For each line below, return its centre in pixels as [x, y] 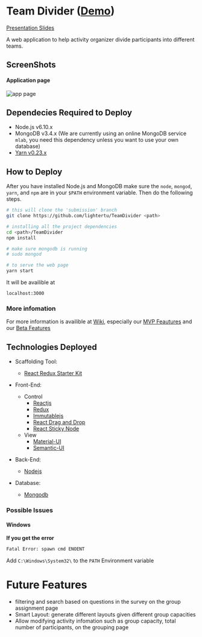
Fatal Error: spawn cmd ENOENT [46, 549]
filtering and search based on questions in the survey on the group [98, 602]
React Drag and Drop [59, 422]
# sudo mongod [24, 255]
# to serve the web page [37, 265]
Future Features [47, 585]
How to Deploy [34, 172]
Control [33, 397]
